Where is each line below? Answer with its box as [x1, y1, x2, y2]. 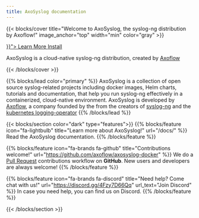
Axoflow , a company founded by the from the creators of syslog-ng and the [6, 102, 191, 110]
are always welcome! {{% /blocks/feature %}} [6, 163, 119, 170]
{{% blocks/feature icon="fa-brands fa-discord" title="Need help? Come [6, 175, 184, 182]
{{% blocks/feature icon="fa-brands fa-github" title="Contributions [6, 144, 171, 151]
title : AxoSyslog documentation [6, 8, 86, 15]
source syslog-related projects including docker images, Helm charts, [6, 84, 177, 91]
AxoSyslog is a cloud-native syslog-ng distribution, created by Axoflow [6, 54, 180, 61]
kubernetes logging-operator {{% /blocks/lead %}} [6, 109, 131, 116]
